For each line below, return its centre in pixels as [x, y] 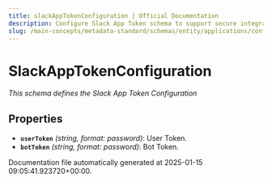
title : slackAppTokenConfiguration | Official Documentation [114, 16]
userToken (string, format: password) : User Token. [104, 138]
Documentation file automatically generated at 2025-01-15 [106, 163]
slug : [17, 31]
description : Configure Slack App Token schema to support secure [123, 23]
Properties [36, 119]
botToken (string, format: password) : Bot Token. [100, 147]
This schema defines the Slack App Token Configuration [103, 93]
